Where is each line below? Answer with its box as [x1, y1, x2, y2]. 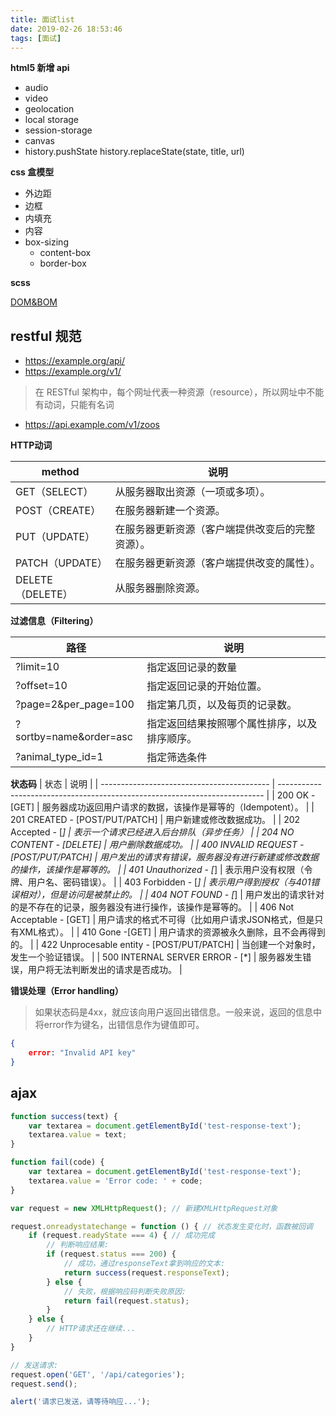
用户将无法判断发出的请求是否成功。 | [27, 964, 183, 976]
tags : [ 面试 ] [10, 33, 62, 43]
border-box [39, 257, 87, 270]
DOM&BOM [10, 296, 58, 308]
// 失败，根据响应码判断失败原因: [63, 1286, 187, 1296]
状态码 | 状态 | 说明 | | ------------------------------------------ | [10, 778, 276, 790]
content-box [39, 247, 92, 259]
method [41, 465, 80, 479]
